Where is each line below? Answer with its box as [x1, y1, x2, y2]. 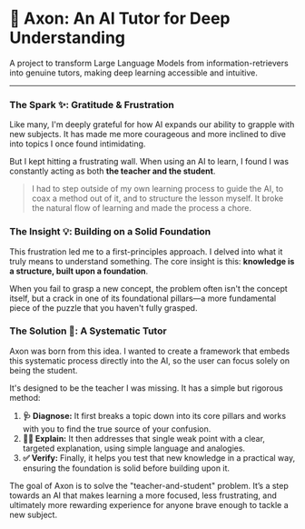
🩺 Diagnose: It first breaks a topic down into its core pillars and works [22, 410, 287, 421]
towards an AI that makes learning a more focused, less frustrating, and [9, 490, 277, 501]
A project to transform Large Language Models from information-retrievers [9, 57, 289, 68]
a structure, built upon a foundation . [9, 265, 149, 276]
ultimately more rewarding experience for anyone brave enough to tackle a [9, 499, 289, 510]
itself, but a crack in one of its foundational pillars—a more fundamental [9, 293, 277, 304]
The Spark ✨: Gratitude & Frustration [9, 98, 174, 111]
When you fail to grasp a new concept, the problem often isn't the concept [9, 283, 288, 294]
